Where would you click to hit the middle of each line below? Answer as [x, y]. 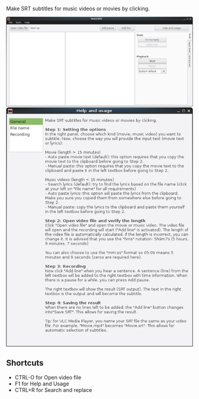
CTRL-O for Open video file [48, 377]
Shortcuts [25, 363]
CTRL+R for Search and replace [53, 390]
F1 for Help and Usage [42, 384]
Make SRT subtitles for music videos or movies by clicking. [78, 9]
